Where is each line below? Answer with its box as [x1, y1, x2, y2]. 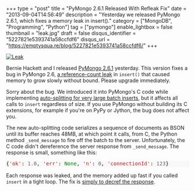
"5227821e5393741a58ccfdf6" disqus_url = [6, 36, 111, 43]
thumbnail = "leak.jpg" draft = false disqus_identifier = [6, 30, 136, 37]
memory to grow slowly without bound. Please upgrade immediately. [6, 77, 171, 84]
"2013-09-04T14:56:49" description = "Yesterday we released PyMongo [6, 11, 180, 18]
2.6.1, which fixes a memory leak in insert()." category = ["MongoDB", [6, 17, 173, 24]
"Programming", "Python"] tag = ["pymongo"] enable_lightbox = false [6, 23, 173, 30]
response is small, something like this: [6, 149, 97, 156]
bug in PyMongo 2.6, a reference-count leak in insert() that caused [6, 71, 170, 77]
